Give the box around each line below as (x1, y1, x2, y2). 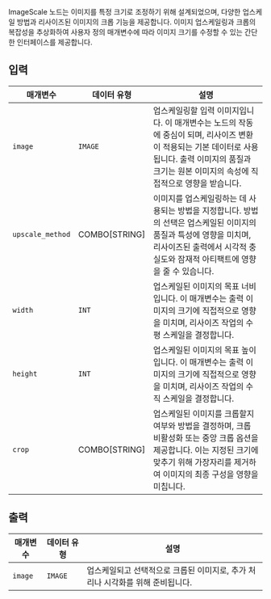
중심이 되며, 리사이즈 (162, 129, 236, 140)
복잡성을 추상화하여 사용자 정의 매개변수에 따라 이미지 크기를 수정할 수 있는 (8, 27, 244, 36)
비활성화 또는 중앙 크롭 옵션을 (152, 432, 259, 443)
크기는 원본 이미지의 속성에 (152, 165, 249, 176)
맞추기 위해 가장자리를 (152, 456, 232, 467)
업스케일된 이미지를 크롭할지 (152, 407, 255, 419)
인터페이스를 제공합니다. (16, 37, 93, 47)
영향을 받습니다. (185, 177, 242, 188)
